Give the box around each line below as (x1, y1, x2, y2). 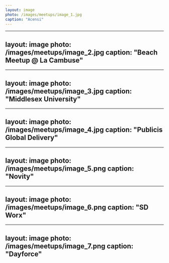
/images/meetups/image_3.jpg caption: (5, 87, 132, 95)
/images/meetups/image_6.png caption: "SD (5, 203, 149, 212)
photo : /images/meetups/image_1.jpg (5, 12, 82, 17)
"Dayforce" (5, 249, 42, 258)
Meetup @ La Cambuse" (5, 56, 83, 65)
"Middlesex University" (5, 94, 81, 103)
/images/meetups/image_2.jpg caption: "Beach (5, 48, 158, 57)
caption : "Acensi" (5, 17, 44, 22)
